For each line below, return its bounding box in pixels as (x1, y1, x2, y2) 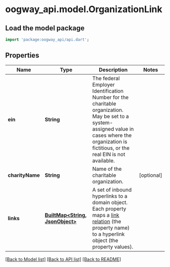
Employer (92, 81, 115, 88)
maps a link (92, 211, 120, 218)
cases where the (92, 132, 132, 139)
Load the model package (5, 24, 85, 32)
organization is (92, 138, 127, 145)
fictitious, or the (92, 144, 130, 151)
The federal (92, 74, 120, 82)
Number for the (92, 94, 129, 101)
